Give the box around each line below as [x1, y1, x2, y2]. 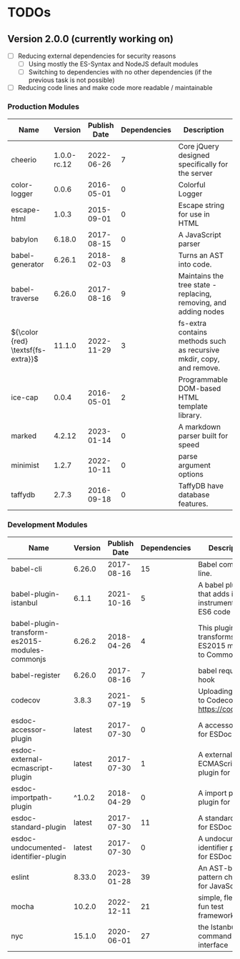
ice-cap [11, 392, 39, 402]
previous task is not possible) [28, 76, 115, 84]
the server [178, 168, 213, 178]
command [197, 930, 232, 940]
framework [197, 910, 235, 920]
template [178, 401, 209, 411]
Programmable [178, 374, 229, 384]
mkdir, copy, [178, 354, 220, 364]
